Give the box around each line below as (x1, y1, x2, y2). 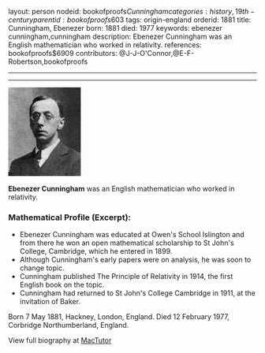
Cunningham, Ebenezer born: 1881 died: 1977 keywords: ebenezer (8, 24, 222, 32)
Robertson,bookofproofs (8, 57, 88, 66)
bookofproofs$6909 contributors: (8, 49, 118, 58)
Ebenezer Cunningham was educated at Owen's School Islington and (19, 230, 244, 240)
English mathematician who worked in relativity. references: (8, 40, 203, 50)
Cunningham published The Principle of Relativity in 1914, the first (19, 272, 233, 281)
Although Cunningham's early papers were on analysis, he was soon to (19, 255, 252, 265)
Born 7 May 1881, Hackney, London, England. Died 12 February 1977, (8, 312, 230, 321)
